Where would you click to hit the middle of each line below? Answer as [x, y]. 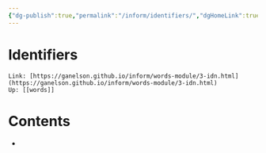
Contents [40, 121]
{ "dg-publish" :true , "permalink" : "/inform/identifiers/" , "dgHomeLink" [125, 15]
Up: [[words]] [32, 90]
